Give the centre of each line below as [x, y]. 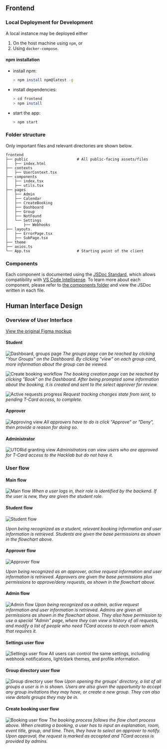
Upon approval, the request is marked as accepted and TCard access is [80, 736]
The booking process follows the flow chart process [102, 720]
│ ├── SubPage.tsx [27, 238]
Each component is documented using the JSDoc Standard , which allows [81, 274]
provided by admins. [27, 741]
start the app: [27, 113]
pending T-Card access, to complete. [44, 399]
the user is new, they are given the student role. [54, 496]
